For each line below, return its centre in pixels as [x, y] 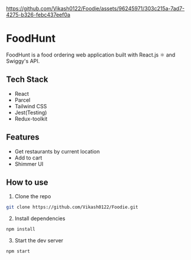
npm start [18, 251]
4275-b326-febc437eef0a [38, 15]
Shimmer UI [29, 164]
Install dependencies [40, 219]
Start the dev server [39, 241]
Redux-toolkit [31, 119]
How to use [27, 182]
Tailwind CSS [31, 106]
